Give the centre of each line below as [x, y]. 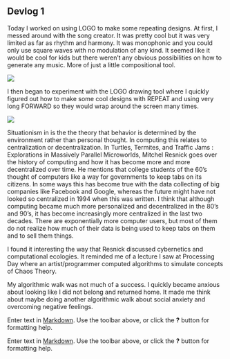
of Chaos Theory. [32, 271]
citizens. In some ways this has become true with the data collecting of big [113, 184]
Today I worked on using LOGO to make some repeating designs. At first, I [113, 28]
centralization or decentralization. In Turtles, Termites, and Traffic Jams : [111, 147]
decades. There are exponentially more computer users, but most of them [112, 220]
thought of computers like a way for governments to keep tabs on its [105, 177]
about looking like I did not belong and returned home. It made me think [109, 292]
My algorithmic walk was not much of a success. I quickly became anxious [114, 284]
